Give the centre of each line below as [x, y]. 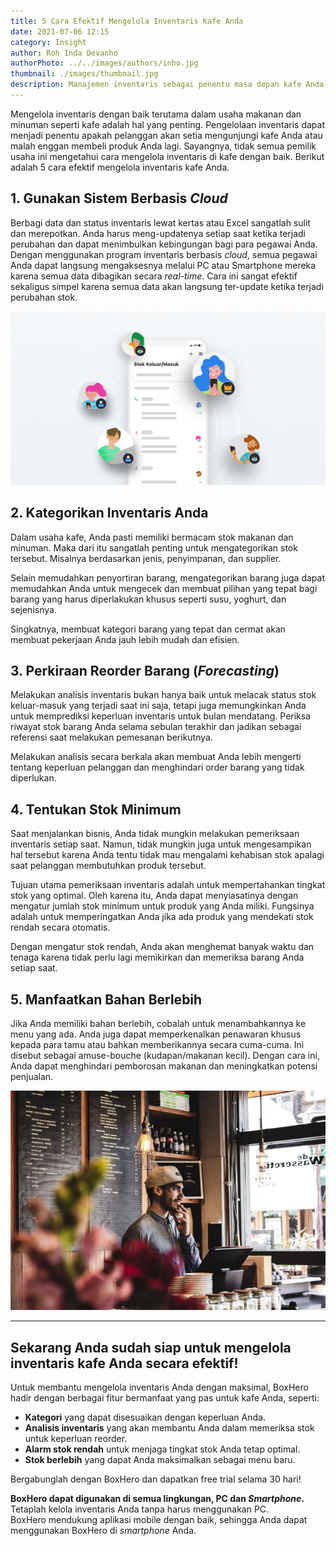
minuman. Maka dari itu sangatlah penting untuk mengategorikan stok [154, 547]
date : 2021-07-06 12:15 [60, 31]
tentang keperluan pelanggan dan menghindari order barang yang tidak [157, 767]
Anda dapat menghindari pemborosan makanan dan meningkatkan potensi [164, 1066]
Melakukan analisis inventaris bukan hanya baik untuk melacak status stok [163, 695]
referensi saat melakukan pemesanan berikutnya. [111, 737]
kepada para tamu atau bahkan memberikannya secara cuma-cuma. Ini [157, 1045]
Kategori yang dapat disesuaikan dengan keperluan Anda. [145, 1417]
